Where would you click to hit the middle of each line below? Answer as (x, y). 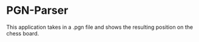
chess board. (23, 33)
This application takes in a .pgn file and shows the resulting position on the (99, 27)
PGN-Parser (37, 10)
